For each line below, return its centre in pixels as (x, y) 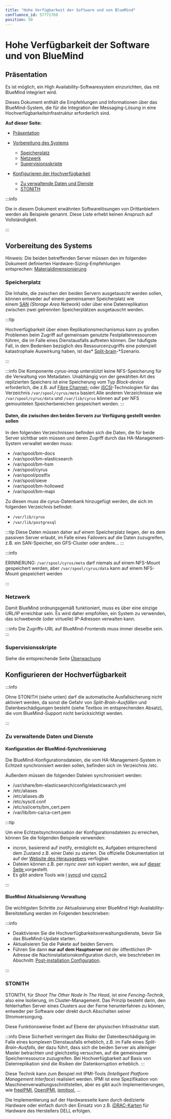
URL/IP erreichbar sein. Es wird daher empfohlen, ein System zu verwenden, (86, 613)
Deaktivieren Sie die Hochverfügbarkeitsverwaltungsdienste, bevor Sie (87, 933)
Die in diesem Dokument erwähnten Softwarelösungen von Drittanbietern (82, 209)
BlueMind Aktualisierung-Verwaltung (46, 896)
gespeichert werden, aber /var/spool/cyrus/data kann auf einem (74, 568)
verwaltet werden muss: (47, 443)
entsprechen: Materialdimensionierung (46, 269)
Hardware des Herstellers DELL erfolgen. (48, 1111)
